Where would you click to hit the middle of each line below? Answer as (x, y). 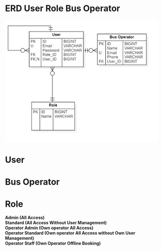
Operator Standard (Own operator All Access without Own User (70, 233)
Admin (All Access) (25, 218)
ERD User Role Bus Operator (63, 8)
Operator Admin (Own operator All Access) (49, 228)
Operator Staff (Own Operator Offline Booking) (53, 243)
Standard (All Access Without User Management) (56, 223)
